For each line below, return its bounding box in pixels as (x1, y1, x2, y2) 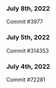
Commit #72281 (6, 76, 46, 83)
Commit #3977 (6, 18, 43, 25)
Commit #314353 (6, 47, 49, 54)
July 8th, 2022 (6, 4, 50, 13)
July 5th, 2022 (6, 33, 50, 42)
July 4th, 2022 (6, 62, 51, 70)
